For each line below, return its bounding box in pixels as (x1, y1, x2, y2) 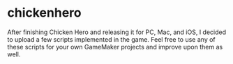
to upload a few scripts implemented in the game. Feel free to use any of (7, 35, 216, 43)
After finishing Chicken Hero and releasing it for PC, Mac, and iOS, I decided (7, 28, 227, 36)
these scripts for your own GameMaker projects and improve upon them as (7, 42, 223, 51)
